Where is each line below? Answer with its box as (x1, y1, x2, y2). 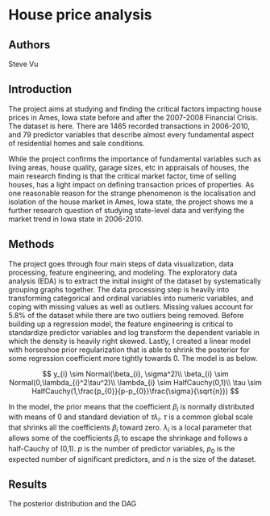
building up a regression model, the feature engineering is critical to (8, 319, 234, 329)
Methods (8, 237, 55, 251)
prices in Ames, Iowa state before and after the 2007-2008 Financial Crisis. (8, 112, 259, 122)
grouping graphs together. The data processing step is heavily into (8, 284, 230, 294)
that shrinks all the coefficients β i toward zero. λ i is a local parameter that (8, 422, 252, 434)
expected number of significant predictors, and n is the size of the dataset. (8, 454, 256, 464)
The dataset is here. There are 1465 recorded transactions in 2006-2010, (8, 121, 251, 131)
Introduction (8, 82, 73, 96)
